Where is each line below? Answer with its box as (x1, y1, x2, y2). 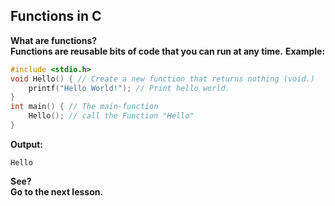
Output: (10, 138, 43, 150)
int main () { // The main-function (10, 102, 159, 112)
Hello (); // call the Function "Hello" (28, 111, 195, 121)
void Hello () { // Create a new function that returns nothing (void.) (10, 74, 315, 84)
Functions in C (10, 8, 102, 25)
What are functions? (10, 34, 98, 46)
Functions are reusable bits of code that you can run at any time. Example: (10, 45, 326, 57)
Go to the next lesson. (10, 185, 104, 198)
